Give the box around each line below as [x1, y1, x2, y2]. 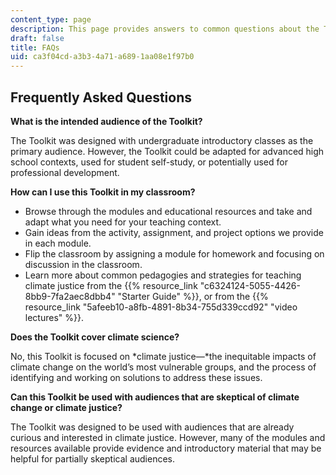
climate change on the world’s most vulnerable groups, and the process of [10, 361, 317, 373]
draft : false [10, 33, 65, 43]
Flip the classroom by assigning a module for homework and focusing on [24, 247, 325, 260]
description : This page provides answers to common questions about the [10, 24, 320, 34]
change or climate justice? [10, 401, 123, 413]
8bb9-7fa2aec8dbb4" [24, 290, 116, 302]
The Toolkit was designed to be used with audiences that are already [10, 421, 295, 433]
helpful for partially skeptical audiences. [10, 452, 176, 465]
